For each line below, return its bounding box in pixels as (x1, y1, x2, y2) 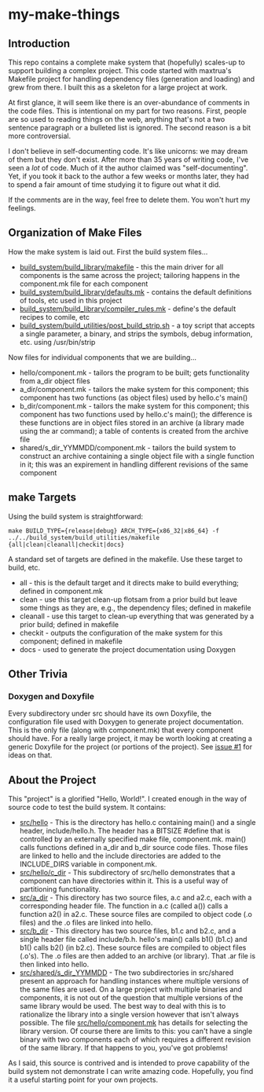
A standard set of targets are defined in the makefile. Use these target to (8, 554, 244, 563)
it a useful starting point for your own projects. (8, 1075, 159, 1085)
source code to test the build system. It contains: (8, 803, 167, 812)
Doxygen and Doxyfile (8, 691, 94, 702)
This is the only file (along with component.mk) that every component (8, 725, 233, 735)
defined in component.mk (19, 586, 104, 595)
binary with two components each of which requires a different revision (19, 1035, 251, 1044)
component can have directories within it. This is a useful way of (19, 876, 229, 885)
